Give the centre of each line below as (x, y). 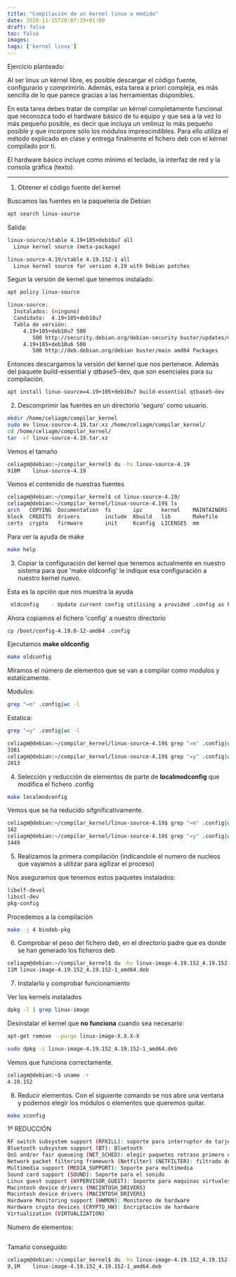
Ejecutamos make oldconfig (48, 644)
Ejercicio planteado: (36, 66)
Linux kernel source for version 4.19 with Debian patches (102, 266)
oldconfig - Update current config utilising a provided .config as (117, 604)
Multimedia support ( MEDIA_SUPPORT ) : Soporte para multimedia (100, 1168)
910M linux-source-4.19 (47, 471)
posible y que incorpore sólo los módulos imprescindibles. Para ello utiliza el (118, 131)
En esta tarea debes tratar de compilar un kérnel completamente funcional (115, 109)
